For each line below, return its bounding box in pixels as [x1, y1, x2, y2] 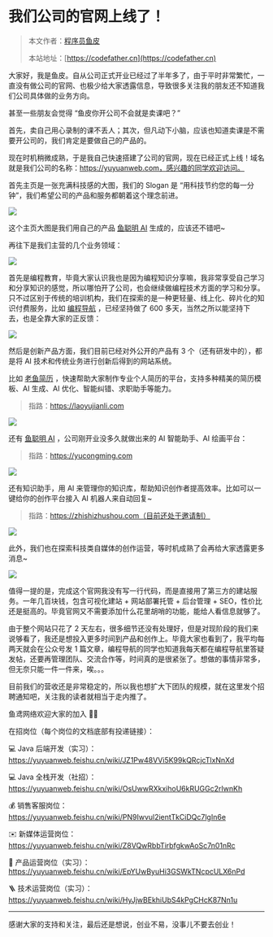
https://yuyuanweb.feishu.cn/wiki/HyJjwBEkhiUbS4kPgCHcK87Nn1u [8, 895, 238, 904]
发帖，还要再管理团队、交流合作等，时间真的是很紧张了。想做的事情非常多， [8, 654, 265, 664]
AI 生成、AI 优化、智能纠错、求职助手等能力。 [22, 383, 176, 393]
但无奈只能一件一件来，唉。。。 [8, 664, 108, 673]
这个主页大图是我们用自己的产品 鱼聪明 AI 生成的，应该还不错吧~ [8, 223, 226, 233]
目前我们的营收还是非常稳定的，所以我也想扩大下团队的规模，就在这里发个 [8, 681, 258, 691]
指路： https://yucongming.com [28, 451, 132, 460]
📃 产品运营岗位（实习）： [8, 857, 91, 867]
